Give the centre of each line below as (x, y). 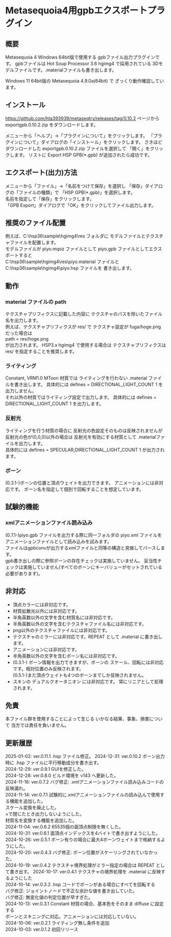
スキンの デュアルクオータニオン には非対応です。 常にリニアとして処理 (88, 681)
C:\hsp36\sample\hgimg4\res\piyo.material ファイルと (62, 262)
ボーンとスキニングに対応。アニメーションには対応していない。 (72, 916)
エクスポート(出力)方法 (41, 173)
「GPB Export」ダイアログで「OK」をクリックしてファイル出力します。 (81, 205)
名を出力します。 (23, 321)
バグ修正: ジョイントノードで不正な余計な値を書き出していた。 (71, 891)
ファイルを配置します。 (34, 243)
